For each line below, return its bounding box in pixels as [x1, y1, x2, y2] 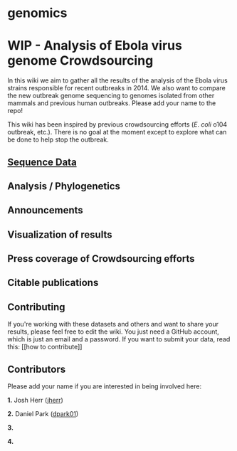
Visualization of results [7, 228, 112, 240]
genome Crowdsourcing [7, 53, 154, 69]
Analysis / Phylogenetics [7, 180, 121, 192]
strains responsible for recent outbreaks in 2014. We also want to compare [7, 84, 226, 92]
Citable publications [7, 277, 99, 289]
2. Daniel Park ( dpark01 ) [7, 410, 79, 418]
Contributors [7, 363, 66, 375]
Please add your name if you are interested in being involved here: [7, 382, 201, 391]
